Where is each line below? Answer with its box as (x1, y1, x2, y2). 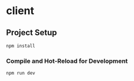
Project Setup (6, 28, 58, 38)
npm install (6, 43, 35, 49)
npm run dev (6, 70, 35, 76)
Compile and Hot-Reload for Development (6, 57, 128, 65)
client (6, 4, 35, 18)
